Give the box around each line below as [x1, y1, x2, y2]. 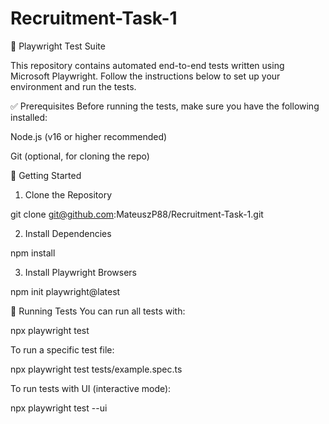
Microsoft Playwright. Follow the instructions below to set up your [10, 70, 281, 82]
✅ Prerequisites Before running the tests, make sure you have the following [10, 100, 320, 112]
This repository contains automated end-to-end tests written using [10, 59, 285, 71]
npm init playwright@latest [10, 285, 121, 297]
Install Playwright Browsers [24, 266, 137, 278]
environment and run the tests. [10, 80, 137, 92]
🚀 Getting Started [10, 169, 82, 181]
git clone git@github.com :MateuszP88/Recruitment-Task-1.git [10, 208, 264, 220]
